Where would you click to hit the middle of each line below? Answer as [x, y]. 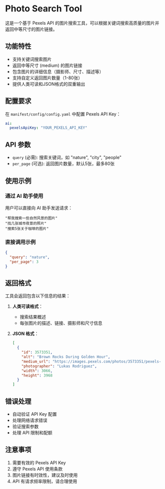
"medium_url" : [36, 361]
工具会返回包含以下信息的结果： [38, 296]
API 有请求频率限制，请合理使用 [45, 481]
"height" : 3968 [37, 375]
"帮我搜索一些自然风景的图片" [31, 218]
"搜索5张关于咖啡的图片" [27, 228]
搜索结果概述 [33, 317]
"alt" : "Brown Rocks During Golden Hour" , [66, 357]
